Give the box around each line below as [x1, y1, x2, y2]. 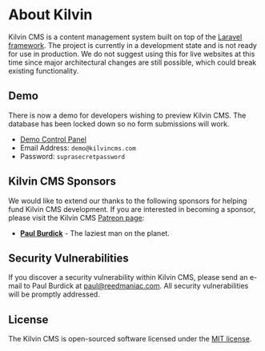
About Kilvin [8, 6, 93, 24]
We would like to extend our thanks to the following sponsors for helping [8, 196, 247, 205]
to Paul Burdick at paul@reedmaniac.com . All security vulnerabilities [23, 281, 249, 291]
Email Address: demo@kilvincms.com [19, 142, 136, 153]
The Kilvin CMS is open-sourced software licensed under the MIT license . [8, 334, 252, 344]
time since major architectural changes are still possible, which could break [8, 58, 257, 67]
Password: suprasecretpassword [19, 151, 126, 161]
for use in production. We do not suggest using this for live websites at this [8, 49, 255, 58]
